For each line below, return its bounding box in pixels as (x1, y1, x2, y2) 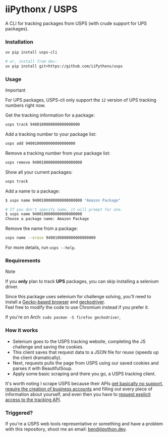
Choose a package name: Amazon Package (5, 216, 89, 221)
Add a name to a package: (5, 188, 60, 194)
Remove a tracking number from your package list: (5, 150, 111, 156)
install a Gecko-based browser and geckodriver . (5, 299, 105, 305)
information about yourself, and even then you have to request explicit (5, 391, 151, 397)
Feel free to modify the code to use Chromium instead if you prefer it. (5, 304, 149, 310)
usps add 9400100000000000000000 (5, 141, 76, 146)
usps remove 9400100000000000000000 (5, 160, 82, 165)
